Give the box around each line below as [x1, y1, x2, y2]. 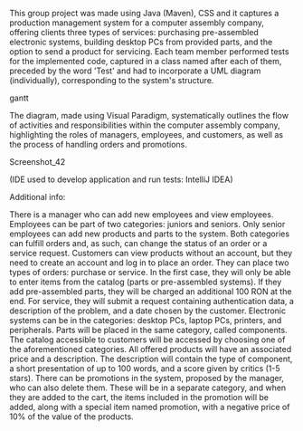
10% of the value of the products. [9, 411, 134, 422]
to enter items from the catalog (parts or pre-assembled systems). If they [9, 276, 282, 287]
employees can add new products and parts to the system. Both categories [9, 228, 290, 239]
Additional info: [9, 192, 66, 202]
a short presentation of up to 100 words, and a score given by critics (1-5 [9, 363, 280, 374]
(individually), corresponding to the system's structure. [9, 75, 214, 85]
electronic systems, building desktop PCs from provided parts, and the [9, 36, 273, 47]
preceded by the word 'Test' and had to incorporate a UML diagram [9, 65, 261, 76]
